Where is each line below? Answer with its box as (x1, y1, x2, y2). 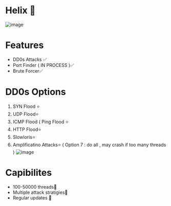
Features (5, 39, 44, 51)
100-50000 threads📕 (12, 184, 57, 190)
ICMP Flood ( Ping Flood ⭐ (12, 119, 69, 125)
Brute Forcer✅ (12, 67, 44, 74)
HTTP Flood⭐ (12, 126, 42, 132)
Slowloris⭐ (12, 134, 36, 140)
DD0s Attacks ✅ (12, 56, 47, 62)
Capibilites (5, 167, 52, 178)
